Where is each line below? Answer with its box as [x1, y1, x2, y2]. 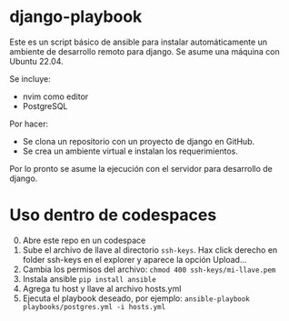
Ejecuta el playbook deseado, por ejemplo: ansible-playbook [22, 293, 250, 304]
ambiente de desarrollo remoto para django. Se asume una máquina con [9, 45, 280, 56]
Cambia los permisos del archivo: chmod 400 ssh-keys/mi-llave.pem [22, 264, 276, 275]
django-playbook [9, 6, 143, 27]
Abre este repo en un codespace [22, 235, 146, 246]
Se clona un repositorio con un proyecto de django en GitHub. [22, 135, 255, 146]
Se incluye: [9, 73, 52, 84]
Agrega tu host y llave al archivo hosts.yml [22, 283, 182, 294]
